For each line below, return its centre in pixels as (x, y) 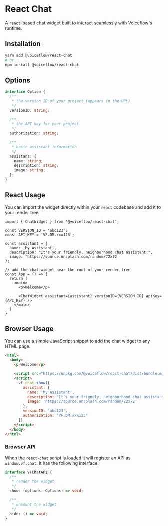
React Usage (25, 195)
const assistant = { (27, 243)
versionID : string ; (30, 110)
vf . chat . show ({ (34, 383)
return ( (19, 278)
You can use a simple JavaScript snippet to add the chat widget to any (78, 341)
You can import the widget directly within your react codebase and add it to (83, 207)
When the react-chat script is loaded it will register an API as (68, 458)
